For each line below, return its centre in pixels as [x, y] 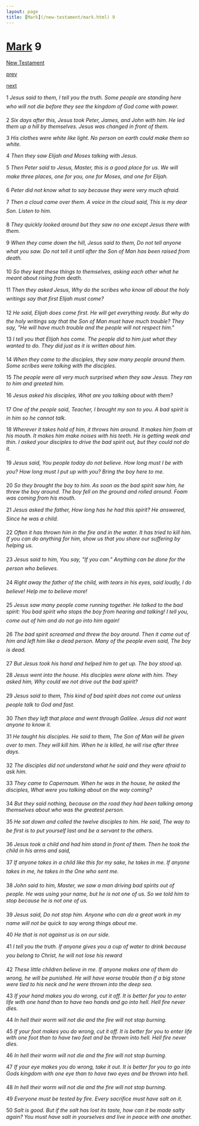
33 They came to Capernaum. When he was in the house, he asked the [93, 783]
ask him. [17, 772]
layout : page [22, 12]
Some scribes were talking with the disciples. [61, 366]
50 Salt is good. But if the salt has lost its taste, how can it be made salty [95, 1110]
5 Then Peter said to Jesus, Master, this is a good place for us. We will [92, 168]
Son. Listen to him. [29, 211]
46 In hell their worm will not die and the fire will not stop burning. [86, 1055]
